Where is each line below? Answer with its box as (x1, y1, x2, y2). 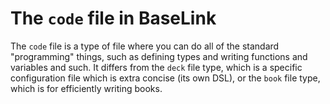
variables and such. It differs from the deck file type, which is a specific (10, 61, 303, 73)
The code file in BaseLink (10, 7, 217, 30)
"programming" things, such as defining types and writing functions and (10, 50, 308, 62)
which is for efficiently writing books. (10, 82, 163, 94)
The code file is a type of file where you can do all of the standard (10, 40, 280, 52)
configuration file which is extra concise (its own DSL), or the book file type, (10, 72, 321, 84)
